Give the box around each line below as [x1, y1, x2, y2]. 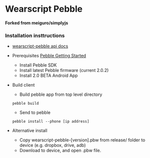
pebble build [12, 101, 39, 106]
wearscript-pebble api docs [12, 43, 69, 49]
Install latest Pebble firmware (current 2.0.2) [19, 68, 109, 73]
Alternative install [12, 128, 48, 134]
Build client [12, 82, 35, 88]
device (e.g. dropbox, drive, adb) [19, 142, 86, 148]
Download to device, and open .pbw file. [19, 148, 101, 154]
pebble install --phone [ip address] [12, 119, 90, 124]
